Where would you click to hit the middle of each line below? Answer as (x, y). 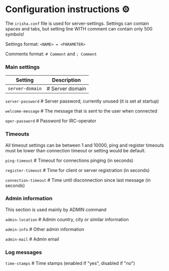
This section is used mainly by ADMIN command (56, 210)
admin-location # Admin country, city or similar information (67, 219)
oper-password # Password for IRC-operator (51, 121)
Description (66, 80)
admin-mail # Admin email (32, 239)
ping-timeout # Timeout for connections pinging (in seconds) (69, 160)
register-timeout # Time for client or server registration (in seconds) (77, 170)
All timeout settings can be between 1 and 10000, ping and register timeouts (84, 145)
